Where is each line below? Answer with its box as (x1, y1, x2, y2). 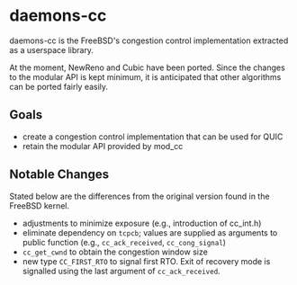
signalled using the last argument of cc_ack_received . (22, 265, 220, 276)
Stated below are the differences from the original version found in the (9, 191, 270, 201)
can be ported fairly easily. (9, 81, 109, 92)
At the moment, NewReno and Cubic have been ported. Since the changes (9, 62, 285, 73)
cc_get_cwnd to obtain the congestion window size (22, 246, 209, 257)
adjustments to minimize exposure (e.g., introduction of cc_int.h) (22, 218, 262, 228)
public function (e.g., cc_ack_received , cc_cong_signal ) (22, 236, 227, 247)
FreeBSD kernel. (9, 200, 70, 211)
